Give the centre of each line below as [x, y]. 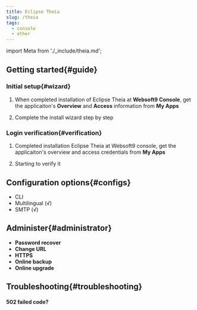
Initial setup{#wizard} [38, 86]
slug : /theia [22, 17]
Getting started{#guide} [52, 69]
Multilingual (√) [33, 203]
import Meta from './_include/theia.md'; [54, 51]
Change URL [30, 249]
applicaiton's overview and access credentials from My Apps [90, 152]
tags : [13, 23]
